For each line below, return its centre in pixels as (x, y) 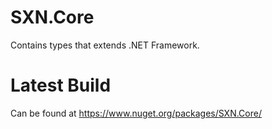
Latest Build (61, 85)
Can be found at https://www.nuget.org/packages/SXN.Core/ (136, 113)
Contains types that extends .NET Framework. (105, 45)
